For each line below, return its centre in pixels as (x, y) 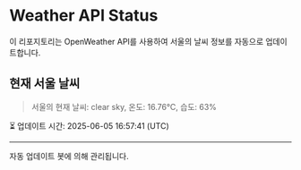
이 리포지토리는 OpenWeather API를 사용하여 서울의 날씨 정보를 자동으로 (137, 41)
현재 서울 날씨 (45, 84)
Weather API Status (84, 16)
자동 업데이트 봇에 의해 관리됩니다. (69, 156)
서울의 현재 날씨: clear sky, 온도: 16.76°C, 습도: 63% (124, 106)
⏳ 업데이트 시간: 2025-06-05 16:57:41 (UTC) (90, 125)
